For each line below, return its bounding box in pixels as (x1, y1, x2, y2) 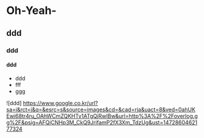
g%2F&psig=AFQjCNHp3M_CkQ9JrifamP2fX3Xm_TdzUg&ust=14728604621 (6, 119, 198, 126)
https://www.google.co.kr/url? (23, 99, 99, 106)
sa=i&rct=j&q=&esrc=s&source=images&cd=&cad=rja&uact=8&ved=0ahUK (6, 106, 196, 113)
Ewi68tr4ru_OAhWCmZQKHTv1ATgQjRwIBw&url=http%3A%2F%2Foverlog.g (6, 112, 198, 119)
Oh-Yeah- (6, 4, 57, 18)
